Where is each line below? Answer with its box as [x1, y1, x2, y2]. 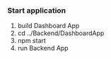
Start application [7, 6, 66, 15]
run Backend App [17, 44, 69, 53]
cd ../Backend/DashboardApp [17, 29, 105, 37]
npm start [17, 37, 46, 45]
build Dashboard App [17, 22, 80, 30]
